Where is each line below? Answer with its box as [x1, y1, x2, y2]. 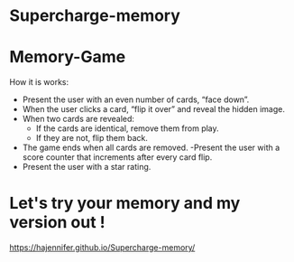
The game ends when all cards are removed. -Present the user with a [22, 142, 280, 154]
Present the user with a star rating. [22, 162, 152, 173]
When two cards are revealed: [22, 114, 135, 125]
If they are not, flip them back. [35, 133, 149, 144]
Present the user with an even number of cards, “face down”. [22, 94, 250, 105]
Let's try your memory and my [9, 193, 241, 213]
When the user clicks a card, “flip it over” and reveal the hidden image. [22, 104, 286, 115]
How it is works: [9, 77, 69, 88]
